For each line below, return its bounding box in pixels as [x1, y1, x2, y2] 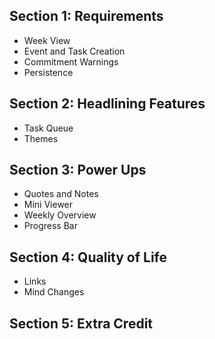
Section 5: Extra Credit [9, 315, 154, 332]
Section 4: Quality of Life [9, 249, 168, 266]
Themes [23, 132, 59, 144]
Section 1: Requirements [9, 8, 164, 25]
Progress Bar [23, 220, 78, 232]
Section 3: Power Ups [9, 162, 147, 179]
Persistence [23, 66, 74, 78]
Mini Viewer [23, 199, 74, 211]
